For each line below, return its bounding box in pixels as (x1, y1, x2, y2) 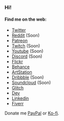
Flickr (11, 59, 23, 65)
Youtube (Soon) (11, 48, 43, 54)
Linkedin (11, 95, 29, 101)
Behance (11, 64, 30, 70)
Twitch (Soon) (11, 43, 40, 49)
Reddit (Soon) (11, 33, 40, 39)
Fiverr (11, 101, 24, 107)
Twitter (11, 27, 26, 33)
